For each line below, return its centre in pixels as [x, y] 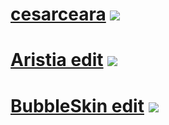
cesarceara [58, 14]
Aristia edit [57, 60]
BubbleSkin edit [77, 105]
